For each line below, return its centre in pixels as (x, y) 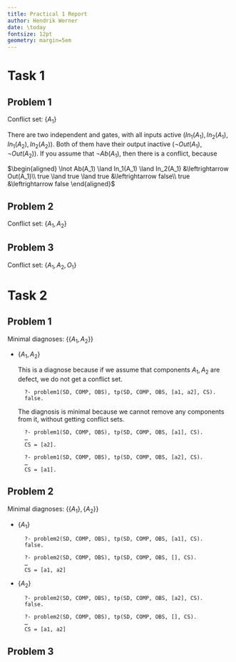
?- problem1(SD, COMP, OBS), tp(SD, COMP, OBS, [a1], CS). (114, 432)
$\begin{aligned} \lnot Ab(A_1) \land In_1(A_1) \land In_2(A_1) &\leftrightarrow (118, 169)
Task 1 (26, 76)
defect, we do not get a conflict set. (70, 379)
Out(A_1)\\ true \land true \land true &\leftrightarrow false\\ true (99, 176)
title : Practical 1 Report (47, 14)
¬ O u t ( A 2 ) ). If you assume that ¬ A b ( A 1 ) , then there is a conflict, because (112, 154)
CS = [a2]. (41, 444)
